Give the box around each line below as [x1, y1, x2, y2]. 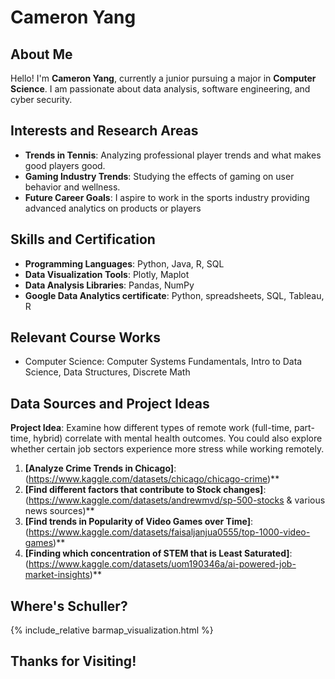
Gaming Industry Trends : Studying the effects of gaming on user [24, 170, 295, 182]
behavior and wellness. [24, 181, 121, 193]
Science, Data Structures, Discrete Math [24, 366, 191, 378]
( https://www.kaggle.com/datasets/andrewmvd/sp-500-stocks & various [24, 494, 326, 506]
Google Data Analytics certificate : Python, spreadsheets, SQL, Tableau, [24, 289, 325, 301]
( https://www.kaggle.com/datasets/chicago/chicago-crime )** [24, 473, 280, 485]
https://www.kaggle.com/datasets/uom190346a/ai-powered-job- [28, 558, 297, 570]
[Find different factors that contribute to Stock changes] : [24, 484, 267, 496]
